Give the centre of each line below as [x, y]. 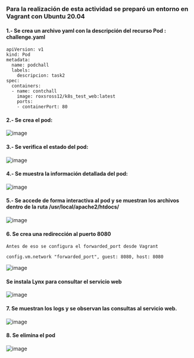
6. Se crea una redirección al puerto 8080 [59, 234]
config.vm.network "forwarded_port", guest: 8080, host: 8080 [85, 257]
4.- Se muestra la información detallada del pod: [67, 174]
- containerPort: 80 [42, 107]
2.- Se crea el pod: [29, 120]
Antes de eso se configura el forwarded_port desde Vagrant [82, 247]
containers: [26, 86]
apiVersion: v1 [25, 49]
